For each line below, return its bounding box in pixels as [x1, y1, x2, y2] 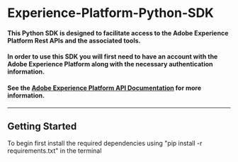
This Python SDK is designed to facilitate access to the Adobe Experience [7, 28, 229, 37]
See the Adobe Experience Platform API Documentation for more [7, 83, 202, 92]
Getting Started [7, 120, 77, 132]
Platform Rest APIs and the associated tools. [7, 36, 141, 45]
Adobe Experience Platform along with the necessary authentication [7, 60, 214, 69]
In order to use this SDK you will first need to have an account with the [7, 52, 218, 61]
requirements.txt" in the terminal [7, 146, 102, 155]
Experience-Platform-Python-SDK [7, 5, 214, 21]
